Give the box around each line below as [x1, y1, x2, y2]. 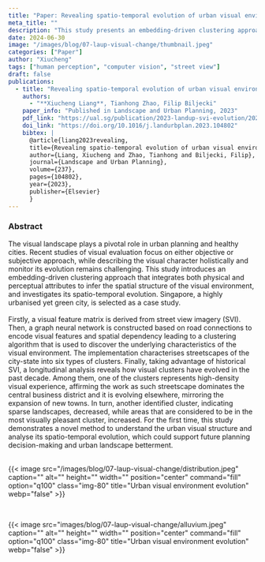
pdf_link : [22, 114, 55, 122]
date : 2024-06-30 [8, 33, 65, 42]
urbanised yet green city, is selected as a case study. [8, 298, 181, 307]
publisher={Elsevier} [28, 187, 101, 196]
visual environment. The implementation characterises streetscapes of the [8, 348, 250, 358]
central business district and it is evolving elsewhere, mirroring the [8, 390, 225, 399]
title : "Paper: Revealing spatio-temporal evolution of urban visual [8, 11, 242, 20]
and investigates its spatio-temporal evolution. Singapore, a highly [8, 289, 223, 298]
